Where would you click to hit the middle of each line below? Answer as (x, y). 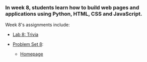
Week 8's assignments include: (38, 25)
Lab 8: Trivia (25, 35)
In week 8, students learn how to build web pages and (72, 8)
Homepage (32, 54)
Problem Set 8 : (28, 44)
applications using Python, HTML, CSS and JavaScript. (74, 14)
